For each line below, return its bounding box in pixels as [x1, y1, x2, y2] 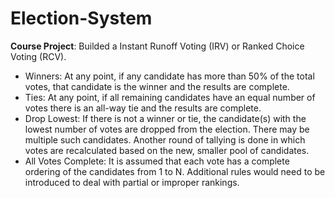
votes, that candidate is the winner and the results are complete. [24, 80, 290, 92]
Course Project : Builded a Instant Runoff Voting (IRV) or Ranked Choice [10, 40, 305, 52]
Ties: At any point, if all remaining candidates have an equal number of [24, 91, 316, 103]
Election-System [10, 7, 153, 30]
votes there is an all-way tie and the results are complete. [24, 102, 262, 114]
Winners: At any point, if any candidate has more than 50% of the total [24, 70, 315, 82]
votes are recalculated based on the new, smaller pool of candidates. [24, 144, 310, 156]
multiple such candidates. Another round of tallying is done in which [24, 133, 306, 146]
